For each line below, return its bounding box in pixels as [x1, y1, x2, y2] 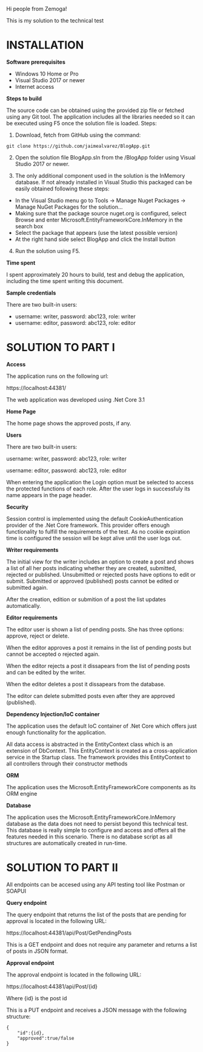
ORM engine [6, 790, 38, 797]
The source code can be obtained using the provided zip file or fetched [6, 106, 185, 114]
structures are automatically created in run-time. [6, 839, 127, 846]
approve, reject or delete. [6, 632, 70, 639]
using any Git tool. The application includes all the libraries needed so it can [6, 113, 195, 120]
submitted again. [6, 583, 48, 591]
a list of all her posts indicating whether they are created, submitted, [6, 564, 177, 571]
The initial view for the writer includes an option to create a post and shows [6, 558, 195, 565]
